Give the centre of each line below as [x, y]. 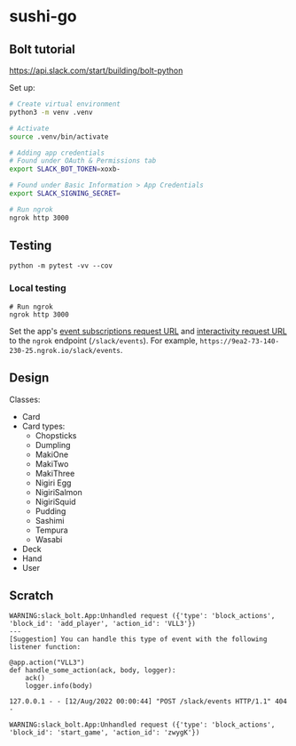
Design [29, 378]
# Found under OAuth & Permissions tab [83, 161]
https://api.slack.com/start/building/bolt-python [96, 70]
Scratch [31, 595]
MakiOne [52, 454]
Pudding [51, 511]
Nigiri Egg [53, 483]
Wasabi [49, 539]
